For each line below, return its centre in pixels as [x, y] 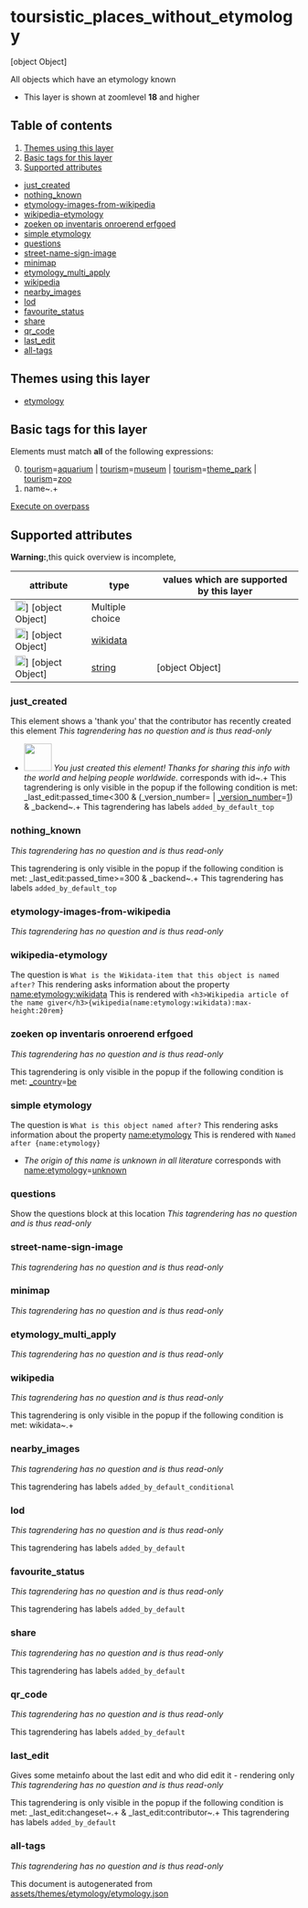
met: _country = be [43, 1082]
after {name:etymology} [56, 1143]
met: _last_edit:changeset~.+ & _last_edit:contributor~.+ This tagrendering [150, 1813]
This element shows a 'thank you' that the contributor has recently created [151, 721]
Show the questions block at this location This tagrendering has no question [154, 1214]
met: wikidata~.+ [42, 1425]
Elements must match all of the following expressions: [112, 452]
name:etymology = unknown [75, 1170]
